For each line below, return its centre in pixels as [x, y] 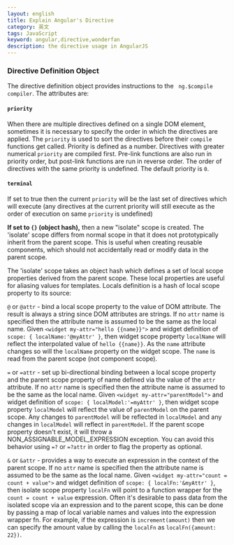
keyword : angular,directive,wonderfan [64, 40]
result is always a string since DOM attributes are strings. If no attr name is [116, 314]
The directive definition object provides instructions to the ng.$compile [110, 86]
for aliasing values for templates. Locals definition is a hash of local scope [114, 285]
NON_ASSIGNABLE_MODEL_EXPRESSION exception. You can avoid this [111, 439]
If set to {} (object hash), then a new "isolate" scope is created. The [106, 227]
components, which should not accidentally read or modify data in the [108, 249]
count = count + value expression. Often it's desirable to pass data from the [117, 497]
